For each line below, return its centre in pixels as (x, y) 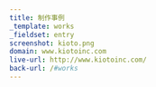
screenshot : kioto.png (52, 43)
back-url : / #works (44, 69)
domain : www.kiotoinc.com (58, 52)
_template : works (42, 26)
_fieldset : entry (42, 34)
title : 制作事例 (37, 18)
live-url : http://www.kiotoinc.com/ (78, 60)
